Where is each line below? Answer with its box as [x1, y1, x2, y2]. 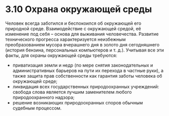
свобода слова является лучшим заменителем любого [12, 89, 132, 95]
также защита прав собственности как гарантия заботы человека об [12, 73, 162, 79]
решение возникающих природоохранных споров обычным [12, 99, 143, 105]
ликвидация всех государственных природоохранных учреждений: [12, 83, 159, 89]
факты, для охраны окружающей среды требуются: [5, 52, 117, 59]
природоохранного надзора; [12, 94, 75, 100]
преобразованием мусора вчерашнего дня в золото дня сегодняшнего [5, 41, 160, 47]
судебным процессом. [12, 105, 62, 111]
